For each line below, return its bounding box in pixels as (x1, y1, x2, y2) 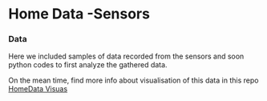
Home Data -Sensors (8, 5, 151, 23)
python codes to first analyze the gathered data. (8, 60, 168, 70)
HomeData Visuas (8, 84, 68, 94)
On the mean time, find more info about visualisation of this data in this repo (8, 75, 259, 85)
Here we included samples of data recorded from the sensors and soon (8, 51, 245, 61)
